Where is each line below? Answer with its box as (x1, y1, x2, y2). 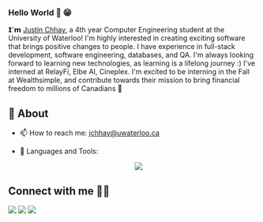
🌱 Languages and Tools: (19, 146, 99, 156)
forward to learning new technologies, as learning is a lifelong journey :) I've (8, 58, 255, 68)
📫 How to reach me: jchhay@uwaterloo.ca (19, 128, 160, 137)
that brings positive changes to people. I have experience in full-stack (8, 42, 235, 51)
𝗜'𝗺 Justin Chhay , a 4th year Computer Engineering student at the (8, 25, 225, 35)
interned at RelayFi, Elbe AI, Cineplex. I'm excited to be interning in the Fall (8, 67, 250, 77)
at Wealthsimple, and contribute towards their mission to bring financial (8, 75, 240, 85)
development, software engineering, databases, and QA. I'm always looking (8, 51, 254, 60)
